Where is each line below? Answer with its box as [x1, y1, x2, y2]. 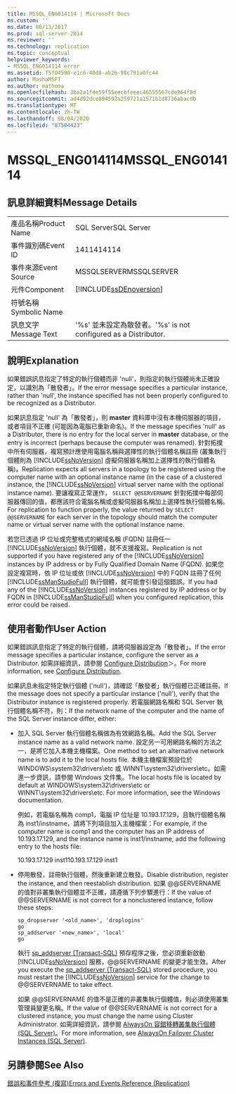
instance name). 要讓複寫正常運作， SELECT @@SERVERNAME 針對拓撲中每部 [7, 489, 218, 497]
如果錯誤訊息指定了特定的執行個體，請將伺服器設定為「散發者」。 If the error [7, 642, 226, 652]
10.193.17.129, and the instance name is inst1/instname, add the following [17, 835, 226, 843]
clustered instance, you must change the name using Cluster [17, 1012, 194, 1020]
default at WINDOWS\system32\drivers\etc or [17, 781, 151, 790]
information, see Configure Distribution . [7, 667, 122, 676]
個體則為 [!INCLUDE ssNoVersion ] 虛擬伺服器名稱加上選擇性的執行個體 [7, 456, 210, 465]
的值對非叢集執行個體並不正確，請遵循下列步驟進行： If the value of [17, 888, 212, 897]
